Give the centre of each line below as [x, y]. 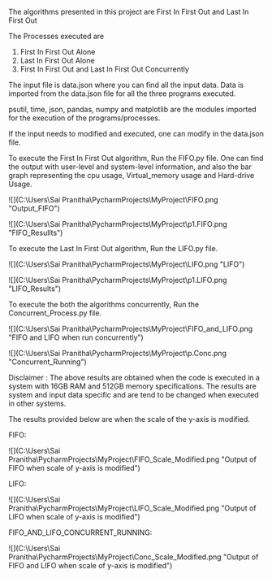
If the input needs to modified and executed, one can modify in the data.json [136, 134]
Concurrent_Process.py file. [55, 313]
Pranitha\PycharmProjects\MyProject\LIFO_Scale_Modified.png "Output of [133, 508]
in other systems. [37, 403]
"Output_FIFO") [34, 208]
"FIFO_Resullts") [36, 233]
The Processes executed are [56, 36]
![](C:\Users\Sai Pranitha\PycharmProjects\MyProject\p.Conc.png [118, 353]
